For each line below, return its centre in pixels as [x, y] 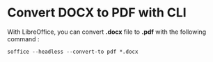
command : [23, 39]
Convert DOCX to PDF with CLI [97, 13]
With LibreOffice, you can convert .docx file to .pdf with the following [107, 32]
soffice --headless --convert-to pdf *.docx [73, 52]
